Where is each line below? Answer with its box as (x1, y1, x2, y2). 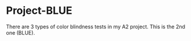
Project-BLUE (6, 4, 73, 17)
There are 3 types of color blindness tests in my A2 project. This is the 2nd (6, 23, 185, 30)
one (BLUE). (6, 29, 35, 36)
